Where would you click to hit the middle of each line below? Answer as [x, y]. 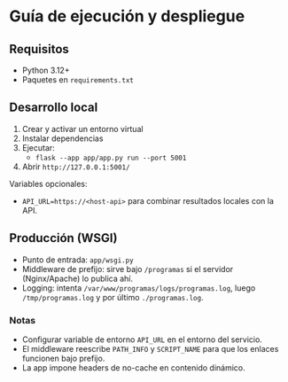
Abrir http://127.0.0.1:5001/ [76, 167]
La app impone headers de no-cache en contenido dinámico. [133, 367]
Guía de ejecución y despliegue [127, 16]
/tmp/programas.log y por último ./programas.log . [113, 297]
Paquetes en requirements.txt [78, 80]
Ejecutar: [38, 147]
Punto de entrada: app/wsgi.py [78, 260]
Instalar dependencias [62, 138]
